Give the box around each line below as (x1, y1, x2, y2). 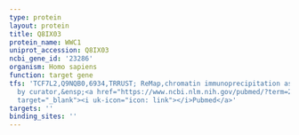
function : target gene (9, 71, 93, 80)
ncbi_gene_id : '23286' (9, 54, 93, 63)
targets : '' (9, 104, 53, 113)
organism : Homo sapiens (9, 63, 98, 72)
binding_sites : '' (9, 112, 77, 121)
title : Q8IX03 (9, 29, 62, 38)
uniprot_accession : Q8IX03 (9, 46, 109, 55)
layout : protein (9, 21, 69, 30)
